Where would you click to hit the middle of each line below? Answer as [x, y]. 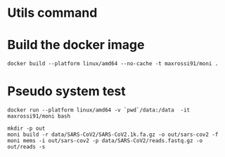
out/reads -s [26, 147]
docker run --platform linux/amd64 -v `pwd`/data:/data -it [99, 110]
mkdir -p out [26, 129]
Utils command [52, 13]
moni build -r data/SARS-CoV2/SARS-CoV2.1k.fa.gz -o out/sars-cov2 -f [113, 135]
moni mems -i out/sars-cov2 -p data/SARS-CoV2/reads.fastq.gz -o [105, 141]
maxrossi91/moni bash [39, 116]
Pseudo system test [67, 91]
